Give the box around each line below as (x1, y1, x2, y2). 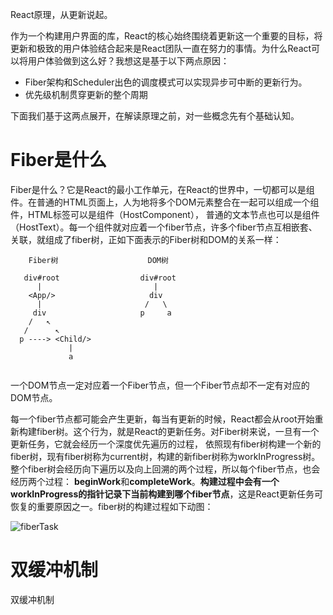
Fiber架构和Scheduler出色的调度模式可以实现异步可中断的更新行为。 (24, 76, 308, 88)
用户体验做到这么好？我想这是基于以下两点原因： (27, 55, 230, 67)
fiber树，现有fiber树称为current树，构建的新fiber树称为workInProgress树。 (10, 450, 321, 462)
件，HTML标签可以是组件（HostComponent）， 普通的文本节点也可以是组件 (10, 208, 320, 220)
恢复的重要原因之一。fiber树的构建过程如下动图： (10, 500, 214, 512)
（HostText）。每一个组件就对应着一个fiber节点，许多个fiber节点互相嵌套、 (10, 221, 318, 233)
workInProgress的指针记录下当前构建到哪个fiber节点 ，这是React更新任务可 (10, 488, 324, 500)
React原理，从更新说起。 (10, 9, 113, 20)
